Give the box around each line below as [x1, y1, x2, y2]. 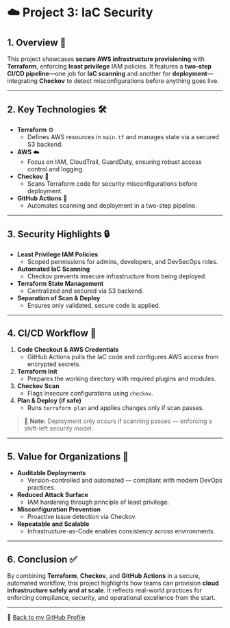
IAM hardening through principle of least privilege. [27, 498, 170, 507]
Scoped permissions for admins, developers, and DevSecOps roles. [27, 257, 218, 265]
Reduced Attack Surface [16, 491, 89, 499]
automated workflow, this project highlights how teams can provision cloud [7, 579, 219, 588]
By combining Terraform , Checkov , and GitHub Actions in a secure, [7, 572, 201, 580]
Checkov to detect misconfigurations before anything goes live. [38, 77, 219, 85]
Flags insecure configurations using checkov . [27, 389, 153, 398]
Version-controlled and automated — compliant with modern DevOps [27, 476, 222, 485]
